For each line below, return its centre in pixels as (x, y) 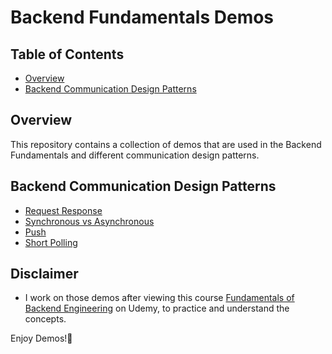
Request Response (63, 210)
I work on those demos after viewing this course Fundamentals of (159, 298)
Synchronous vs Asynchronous (89, 221)
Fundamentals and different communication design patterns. (135, 155)
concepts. (45, 319)
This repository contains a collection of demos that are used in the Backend (166, 144)
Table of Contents (67, 54)
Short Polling (51, 242)
